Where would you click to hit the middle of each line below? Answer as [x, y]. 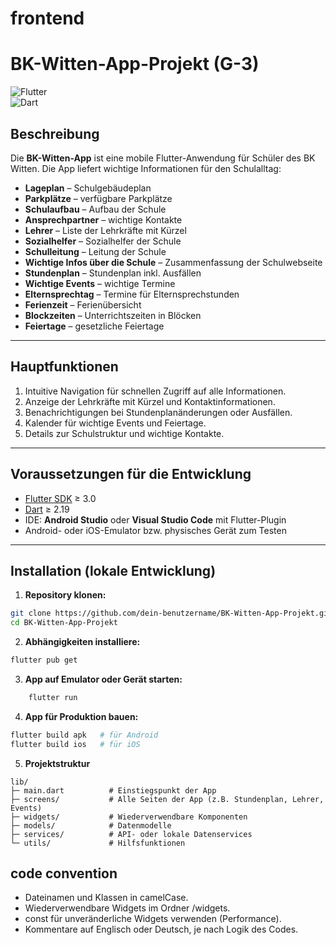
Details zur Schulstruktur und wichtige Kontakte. [124, 433]
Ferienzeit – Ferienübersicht [83, 304]
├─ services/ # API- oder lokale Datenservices [131, 834]
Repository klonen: [65, 595]
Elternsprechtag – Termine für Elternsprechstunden [132, 294]
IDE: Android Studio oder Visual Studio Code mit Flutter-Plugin [155, 519]
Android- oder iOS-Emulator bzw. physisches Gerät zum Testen [155, 530]
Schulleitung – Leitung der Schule [95, 251]
